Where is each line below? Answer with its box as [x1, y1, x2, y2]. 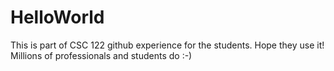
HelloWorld [10, 6, 105, 29]
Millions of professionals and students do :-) [10, 49, 193, 61]
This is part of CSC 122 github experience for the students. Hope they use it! [10, 39, 325, 51]
